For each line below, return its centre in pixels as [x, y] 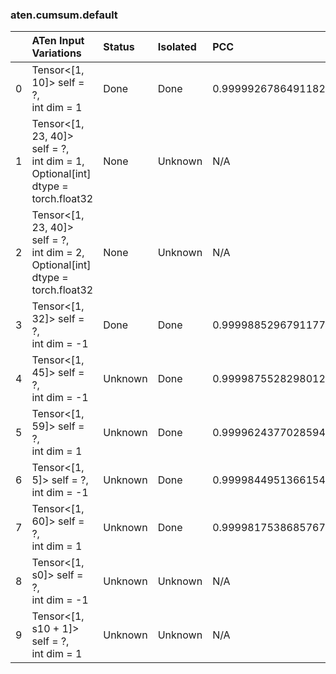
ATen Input [58, 41]
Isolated [177, 47]
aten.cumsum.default [64, 15]
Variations [56, 53]
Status [119, 47]
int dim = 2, [58, 253]
